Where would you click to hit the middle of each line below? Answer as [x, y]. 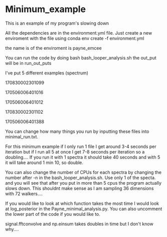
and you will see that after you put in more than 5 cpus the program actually [83, 183]
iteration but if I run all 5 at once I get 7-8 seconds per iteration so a [75, 151]
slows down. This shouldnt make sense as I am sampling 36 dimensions [79, 188]
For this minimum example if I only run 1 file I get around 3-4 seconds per [81, 146]
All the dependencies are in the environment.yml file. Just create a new [78, 33]
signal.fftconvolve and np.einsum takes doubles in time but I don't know [79, 224]
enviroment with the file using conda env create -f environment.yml [75, 38]
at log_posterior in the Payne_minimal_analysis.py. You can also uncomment [84, 209]
